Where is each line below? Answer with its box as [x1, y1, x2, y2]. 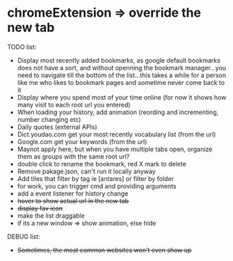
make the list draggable [17, 211, 85, 220]
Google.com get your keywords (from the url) [17, 137, 147, 145]
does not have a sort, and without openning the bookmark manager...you [17, 63, 227, 72]
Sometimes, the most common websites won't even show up [17, 246, 192, 254]
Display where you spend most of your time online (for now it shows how [17, 93, 227, 102]
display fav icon [17, 204, 63, 212]
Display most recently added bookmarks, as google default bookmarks [17, 56, 220, 64]
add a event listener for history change [17, 189, 129, 198]
